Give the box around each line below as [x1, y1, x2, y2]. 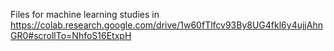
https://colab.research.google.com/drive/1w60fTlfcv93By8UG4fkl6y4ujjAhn [10, 19, 323, 31]
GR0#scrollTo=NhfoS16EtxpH [10, 30, 132, 41]
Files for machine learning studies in [10, 9, 160, 20]
